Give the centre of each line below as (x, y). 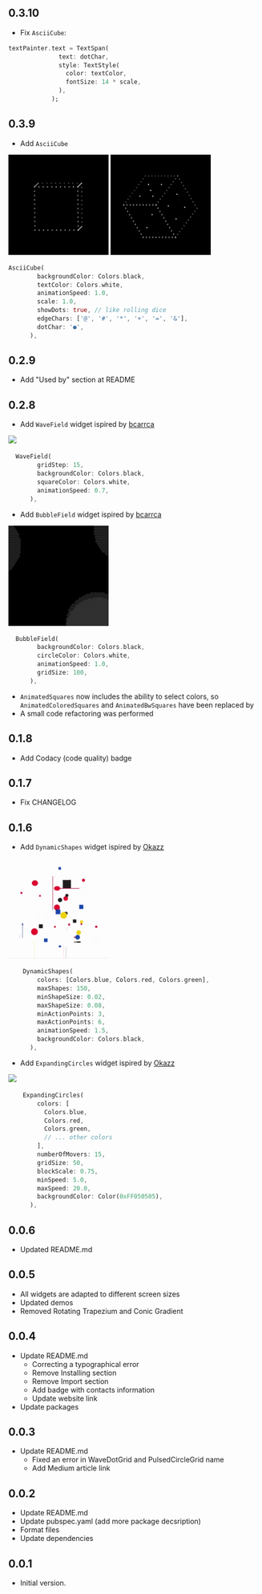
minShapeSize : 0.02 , (71, 997)
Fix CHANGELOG (48, 802)
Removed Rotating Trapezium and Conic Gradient (101, 1311)
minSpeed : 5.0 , (62, 1180)
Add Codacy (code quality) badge (76, 758)
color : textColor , (96, 74)
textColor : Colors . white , (81, 285)
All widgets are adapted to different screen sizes (100, 1294)
